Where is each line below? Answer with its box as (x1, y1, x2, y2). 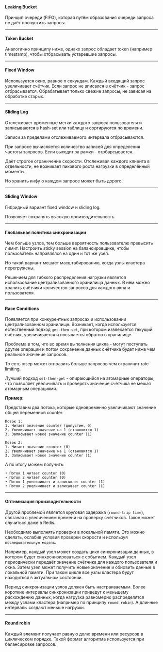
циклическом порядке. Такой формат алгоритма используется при (5, 636, 145, 642)
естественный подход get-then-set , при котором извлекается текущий (5, 326, 153, 332)
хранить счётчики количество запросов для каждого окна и (5, 285, 130, 291)
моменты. (5, 168, 26, 174)
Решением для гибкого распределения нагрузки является (5, 275, 126, 280)
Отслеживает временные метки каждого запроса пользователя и (5, 119, 142, 126)
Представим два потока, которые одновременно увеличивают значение (5, 405, 156, 410)
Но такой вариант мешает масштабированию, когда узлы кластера (5, 260, 145, 266)
